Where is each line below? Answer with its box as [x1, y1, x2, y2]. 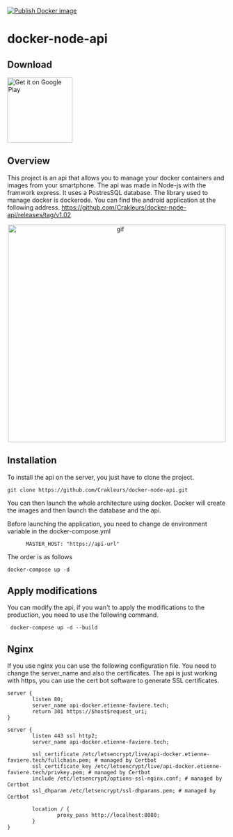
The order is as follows [7, 552, 73, 561]
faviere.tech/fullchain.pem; [7, 757, 92, 764]
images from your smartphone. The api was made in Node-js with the [7, 181, 207, 189]
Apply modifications [7, 585, 97, 597]
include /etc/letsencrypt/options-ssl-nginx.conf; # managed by [32, 775, 223, 783]
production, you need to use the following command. [7, 611, 159, 619]
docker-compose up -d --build [10, 624, 98, 632]
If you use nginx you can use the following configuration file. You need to [7, 662, 217, 670]
